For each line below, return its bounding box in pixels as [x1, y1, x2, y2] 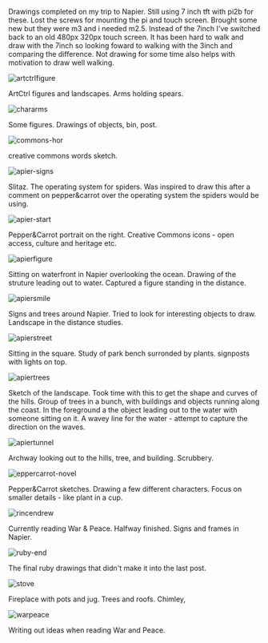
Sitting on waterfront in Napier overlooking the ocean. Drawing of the [8, 270, 237, 279]
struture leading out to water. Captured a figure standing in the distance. [8, 278, 246, 287]
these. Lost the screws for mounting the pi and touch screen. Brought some [8, 15, 258, 25]
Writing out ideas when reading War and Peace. [8, 625, 166, 635]
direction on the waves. [8, 422, 86, 432]
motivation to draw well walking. [8, 58, 114, 67]
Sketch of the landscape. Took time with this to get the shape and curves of [8, 388, 258, 397]
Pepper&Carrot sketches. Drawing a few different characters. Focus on [8, 484, 242, 493]
